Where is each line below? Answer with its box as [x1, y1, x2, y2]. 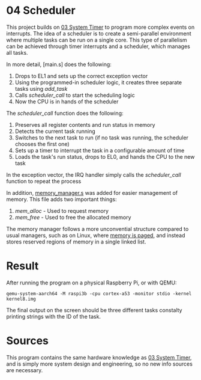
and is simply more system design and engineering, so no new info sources [6, 360, 193, 367]
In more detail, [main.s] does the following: [6, 61, 112, 68]
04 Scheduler [6, 4, 76, 17]
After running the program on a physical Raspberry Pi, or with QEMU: [6, 279, 177, 286]
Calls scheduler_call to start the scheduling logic [14, 91, 135, 99]
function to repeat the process [6, 177, 82, 185]
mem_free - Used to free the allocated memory [14, 213, 131, 221]
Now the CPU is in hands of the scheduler [14, 97, 119, 105]
